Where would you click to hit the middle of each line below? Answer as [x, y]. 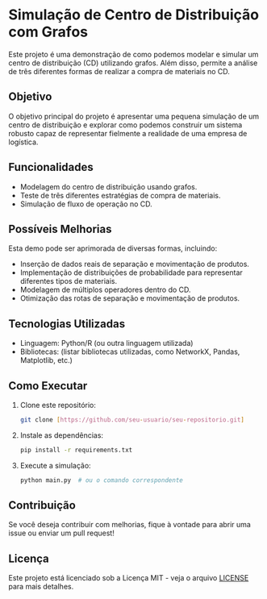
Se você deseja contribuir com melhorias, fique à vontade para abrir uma [130, 525]
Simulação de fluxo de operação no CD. [86, 204]
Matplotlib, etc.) [46, 360]
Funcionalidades [51, 167]
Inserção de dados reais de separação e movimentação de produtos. [135, 264]
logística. [23, 142]
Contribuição [42, 505]
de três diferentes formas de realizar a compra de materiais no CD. [119, 71]
